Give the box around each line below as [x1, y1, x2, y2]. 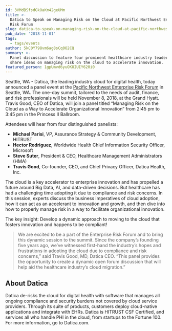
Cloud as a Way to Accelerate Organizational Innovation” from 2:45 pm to [5, 106, 160, 112]
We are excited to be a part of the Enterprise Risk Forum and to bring [17, 231, 163, 238]
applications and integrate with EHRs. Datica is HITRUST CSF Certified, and [5, 308, 165, 315]
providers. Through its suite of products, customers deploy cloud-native [5, 303, 158, 310]
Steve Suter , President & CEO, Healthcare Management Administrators [12, 153, 162, 159]
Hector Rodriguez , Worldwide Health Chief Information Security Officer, [12, 142, 165, 148]
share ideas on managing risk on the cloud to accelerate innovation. [10, 60, 164, 65]
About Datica [5, 279, 49, 288]
